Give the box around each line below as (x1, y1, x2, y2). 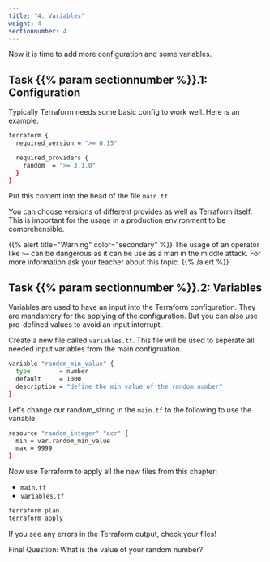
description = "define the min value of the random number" (15, 382, 223, 390)
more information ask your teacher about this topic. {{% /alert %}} (8, 257, 229, 267)
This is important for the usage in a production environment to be (8, 216, 226, 225)
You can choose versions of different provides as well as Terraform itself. (8, 207, 253, 216)
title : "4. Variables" (8, 11, 85, 20)
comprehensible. (8, 224, 65, 234)
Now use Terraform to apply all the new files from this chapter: (8, 467, 218, 477)
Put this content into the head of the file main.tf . (8, 191, 170, 201)
